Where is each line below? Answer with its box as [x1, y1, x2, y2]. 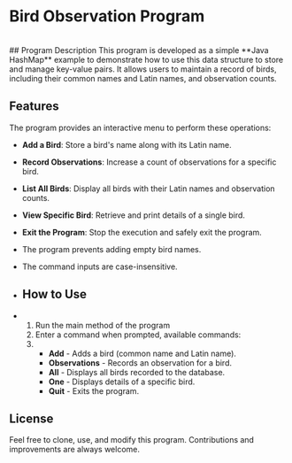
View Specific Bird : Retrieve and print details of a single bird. [21, 210, 246, 220]
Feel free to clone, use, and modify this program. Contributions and [9, 435, 255, 445]
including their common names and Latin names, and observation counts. [9, 73, 277, 83]
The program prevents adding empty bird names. [21, 243, 202, 254]
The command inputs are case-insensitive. [21, 261, 179, 272]
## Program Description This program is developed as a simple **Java [9, 44, 269, 55]
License [9, 411, 54, 426]
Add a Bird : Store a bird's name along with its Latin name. [21, 139, 232, 150]
